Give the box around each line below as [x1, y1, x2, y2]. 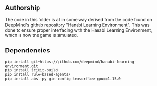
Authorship [5, 4, 40, 12]
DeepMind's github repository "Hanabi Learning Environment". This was [5, 22, 150, 28]
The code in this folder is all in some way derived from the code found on [5, 17, 152, 22]
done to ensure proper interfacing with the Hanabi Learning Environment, [5, 27, 152, 33]
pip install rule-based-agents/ [5, 72, 71, 77]
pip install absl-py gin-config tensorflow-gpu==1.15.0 [5, 76, 121, 81]
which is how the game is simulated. [5, 32, 78, 38]
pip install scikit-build [5, 68, 58, 72]
